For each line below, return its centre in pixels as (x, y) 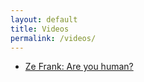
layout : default (44, 19)
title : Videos (40, 29)
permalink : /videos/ (53, 38)
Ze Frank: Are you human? (79, 67)
